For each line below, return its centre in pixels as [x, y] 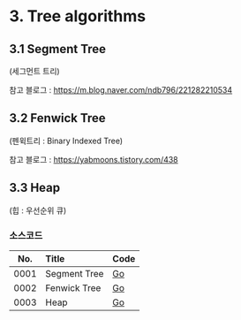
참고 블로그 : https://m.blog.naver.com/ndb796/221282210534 [121, 90]
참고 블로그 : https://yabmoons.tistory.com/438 [94, 159]
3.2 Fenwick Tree [57, 118]
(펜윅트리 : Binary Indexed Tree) [66, 141]
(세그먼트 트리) [34, 71]
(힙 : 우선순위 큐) [38, 210]
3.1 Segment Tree [58, 49]
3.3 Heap [35, 188]
